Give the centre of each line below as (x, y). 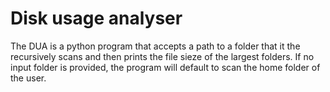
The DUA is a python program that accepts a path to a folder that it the (155, 46)
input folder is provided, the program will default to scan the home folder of (165, 67)
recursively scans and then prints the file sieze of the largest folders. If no (162, 56)
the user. (28, 78)
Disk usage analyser (96, 18)
